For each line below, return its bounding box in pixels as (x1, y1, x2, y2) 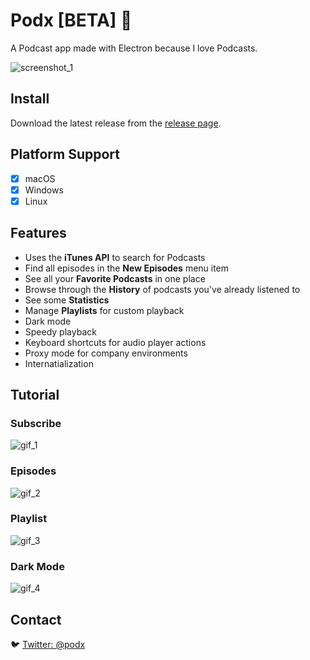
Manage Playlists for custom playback (24, 304, 185, 316)
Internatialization (24, 357, 94, 369)
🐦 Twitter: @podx (10, 638, 86, 650)
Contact (10, 611, 62, 628)
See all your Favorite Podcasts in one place (24, 272, 206, 284)
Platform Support (10, 146, 120, 163)
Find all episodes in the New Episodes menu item (24, 262, 230, 274)
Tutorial (10, 386, 60, 403)
